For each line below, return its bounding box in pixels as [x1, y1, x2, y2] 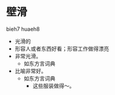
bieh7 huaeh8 [6, 25, 40, 33]
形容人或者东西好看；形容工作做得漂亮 [14, 45, 109, 52]
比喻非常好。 [14, 67, 46, 74]
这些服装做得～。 [32, 82, 75, 89]
